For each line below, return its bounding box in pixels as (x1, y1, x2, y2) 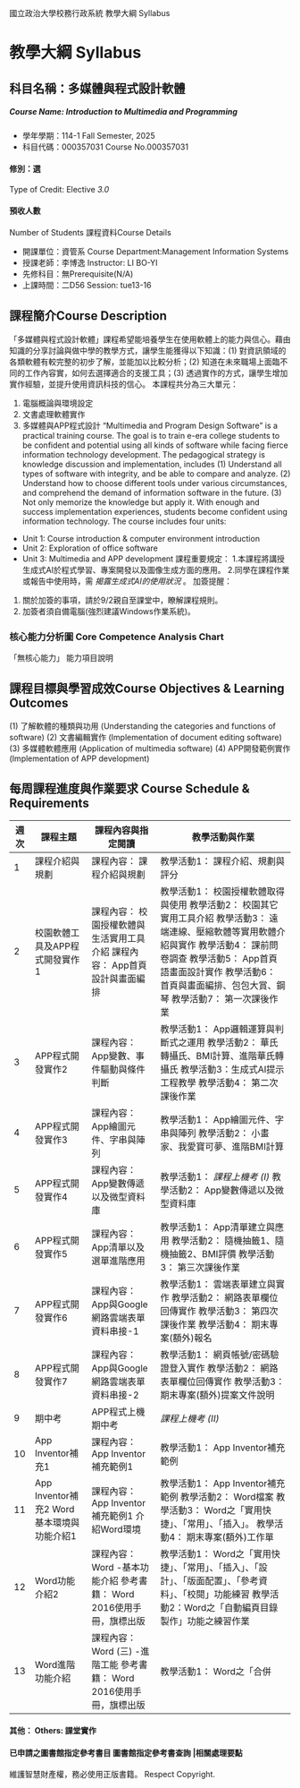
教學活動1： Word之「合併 (160, 1664, 272, 1677)
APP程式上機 (91, 1405, 146, 1417)
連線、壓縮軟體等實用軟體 (169, 925, 277, 937)
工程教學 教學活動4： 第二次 (160, 1076, 279, 1089)
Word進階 (34, 1658, 76, 1671)
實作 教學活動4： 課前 (178, 938, 270, 951)
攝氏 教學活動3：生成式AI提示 (160, 1063, 285, 1075)
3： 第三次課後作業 (160, 1261, 241, 1273)
